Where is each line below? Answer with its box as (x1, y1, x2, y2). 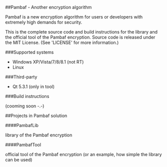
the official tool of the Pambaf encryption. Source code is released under (5, 34, 155, 40)
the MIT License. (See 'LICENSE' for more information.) (5, 39, 119, 45)
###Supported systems (5, 49, 54, 55)
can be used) (5, 157, 32, 162)
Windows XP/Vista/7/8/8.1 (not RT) (12, 59, 84, 64)
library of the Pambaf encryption (5, 132, 72, 138)
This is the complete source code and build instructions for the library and (5, 29, 158, 34)
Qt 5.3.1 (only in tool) (12, 83, 55, 89)
